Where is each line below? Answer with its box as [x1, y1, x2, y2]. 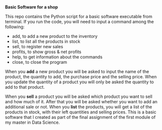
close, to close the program [12, 59, 67, 65]
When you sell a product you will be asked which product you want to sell [5, 93, 153, 99]
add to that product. [5, 84, 45, 90]
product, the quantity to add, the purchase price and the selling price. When [5, 74, 157, 79]
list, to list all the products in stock [12, 38, 81, 44]
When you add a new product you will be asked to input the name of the [5, 69, 149, 74]
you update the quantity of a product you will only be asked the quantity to [5, 79, 154, 85]
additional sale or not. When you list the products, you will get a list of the [5, 104, 152, 110]
